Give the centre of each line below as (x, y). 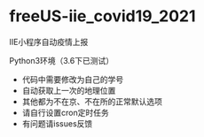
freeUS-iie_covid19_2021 (103, 16)
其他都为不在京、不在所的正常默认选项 (92, 101)
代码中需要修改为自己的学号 (73, 79)
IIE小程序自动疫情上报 (49, 42)
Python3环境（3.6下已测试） (61, 60)
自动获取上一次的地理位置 (69, 90)
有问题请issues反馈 (57, 123)
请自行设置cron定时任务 (65, 112)
